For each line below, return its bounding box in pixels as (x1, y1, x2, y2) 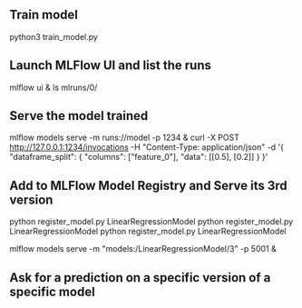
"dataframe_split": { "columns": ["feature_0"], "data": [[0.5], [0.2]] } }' (9, 152, 268, 163)
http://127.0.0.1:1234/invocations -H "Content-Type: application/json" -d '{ (9, 142, 284, 153)
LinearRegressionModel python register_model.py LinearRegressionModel (9, 226, 287, 237)
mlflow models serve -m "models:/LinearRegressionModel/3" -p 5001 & (9, 243, 277, 254)
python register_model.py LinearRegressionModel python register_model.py (9, 216, 294, 227)
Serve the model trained (9, 108, 149, 124)
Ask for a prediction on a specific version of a (9, 270, 271, 285)
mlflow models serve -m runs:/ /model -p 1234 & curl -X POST (9, 132, 240, 144)
